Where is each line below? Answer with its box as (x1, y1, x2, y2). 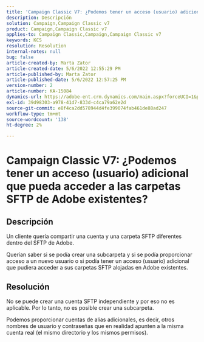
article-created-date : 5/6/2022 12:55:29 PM (6, 65, 121, 72)
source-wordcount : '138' (6, 116, 69, 122)
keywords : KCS (6, 37, 42, 43)
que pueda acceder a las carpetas (6, 180, 181, 194)
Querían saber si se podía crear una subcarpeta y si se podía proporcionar (6, 251, 192, 259)
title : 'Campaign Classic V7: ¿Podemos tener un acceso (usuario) (6, 9, 178, 15)
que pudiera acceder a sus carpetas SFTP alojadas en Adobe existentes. (6, 264, 188, 271)
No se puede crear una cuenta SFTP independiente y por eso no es (6, 298, 175, 305)
